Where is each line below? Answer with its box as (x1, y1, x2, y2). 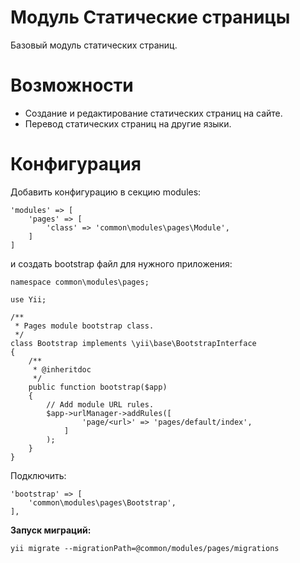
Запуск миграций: (10, 524, 92, 536)
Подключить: (10, 469, 67, 481)
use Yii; (10, 294, 47, 305)
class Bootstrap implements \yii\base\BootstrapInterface (10, 338, 257, 348)
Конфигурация (10, 153, 142, 176)
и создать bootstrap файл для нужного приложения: (10, 257, 233, 270)
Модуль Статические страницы (10, 6, 291, 29)
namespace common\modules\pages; (10, 277, 150, 287)
